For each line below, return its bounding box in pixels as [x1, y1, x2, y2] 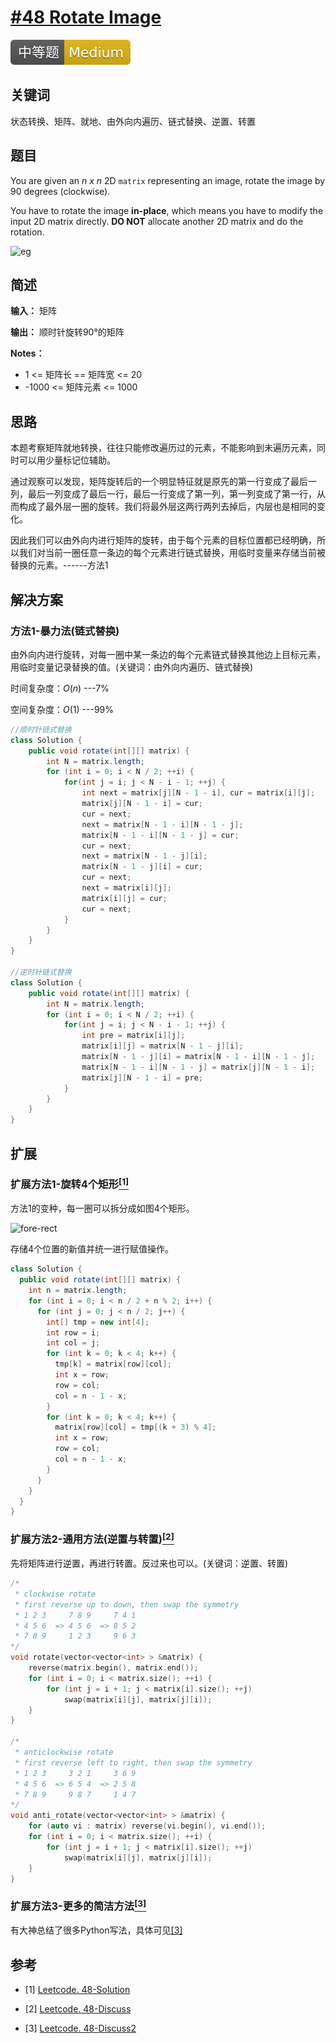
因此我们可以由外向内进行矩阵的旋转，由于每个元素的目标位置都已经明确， [10, 534, 317, 546]
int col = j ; [46, 1338, 101, 1348]
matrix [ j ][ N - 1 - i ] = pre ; [81, 1072, 204, 1083]
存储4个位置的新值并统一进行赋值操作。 [10, 1243, 175, 1255]
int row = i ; [46, 1327, 101, 1338]
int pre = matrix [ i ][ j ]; [81, 1031, 186, 1041]
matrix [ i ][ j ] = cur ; [81, 893, 168, 903]
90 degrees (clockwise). [10, 185, 111, 197]
